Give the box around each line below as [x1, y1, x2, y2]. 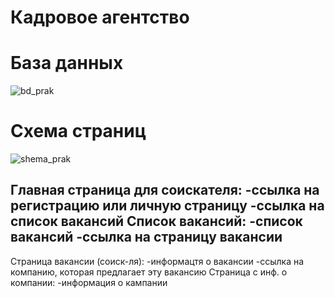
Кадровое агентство [10, 6, 190, 29]
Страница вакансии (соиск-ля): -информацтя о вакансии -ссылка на [10, 255, 305, 267]
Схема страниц [10, 120, 147, 143]
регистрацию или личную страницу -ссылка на [10, 197, 325, 215]
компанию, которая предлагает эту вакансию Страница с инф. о [10, 266, 288, 278]
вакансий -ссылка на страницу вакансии [10, 229, 283, 246]
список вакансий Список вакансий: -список [10, 213, 303, 230]
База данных [10, 52, 124, 75]
